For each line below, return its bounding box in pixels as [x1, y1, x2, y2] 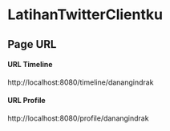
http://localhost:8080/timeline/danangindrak [7, 77, 154, 87]
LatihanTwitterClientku [7, 6, 164, 24]
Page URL [7, 38, 57, 51]
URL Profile [7, 96, 46, 105]
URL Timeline [7, 60, 53, 69]
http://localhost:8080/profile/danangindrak [7, 113, 149, 123]
